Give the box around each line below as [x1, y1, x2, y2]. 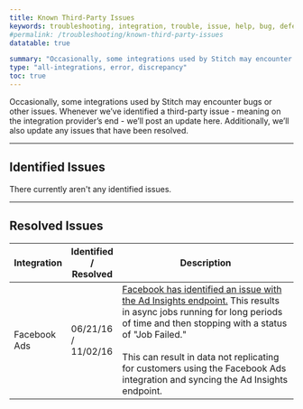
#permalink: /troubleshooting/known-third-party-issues [9, 30, 224, 39]
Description [179, 256, 232, 269]
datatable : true [9, 38, 70, 48]
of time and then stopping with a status [122, 317, 288, 330]
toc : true [9, 71, 47, 81]
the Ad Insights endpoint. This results [122, 294, 280, 307]
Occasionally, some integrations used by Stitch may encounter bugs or [9, 96, 272, 107]
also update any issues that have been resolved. [9, 125, 189, 135]
